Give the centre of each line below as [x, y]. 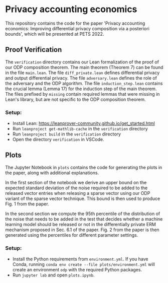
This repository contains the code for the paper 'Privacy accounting [75, 23]
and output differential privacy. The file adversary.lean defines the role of [81, 78]
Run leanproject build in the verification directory [67, 134]
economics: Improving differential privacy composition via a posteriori [77, 28]
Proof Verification [34, 50]
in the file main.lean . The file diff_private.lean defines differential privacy [82, 73]
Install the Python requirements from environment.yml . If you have [80, 259]
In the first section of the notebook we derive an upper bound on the [76, 182]
